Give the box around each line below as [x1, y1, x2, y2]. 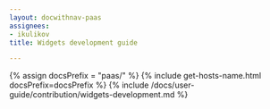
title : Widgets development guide [9, 38, 139, 47]
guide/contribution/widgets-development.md [9, 89, 175, 100]
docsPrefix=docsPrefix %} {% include [9, 80, 149, 90]
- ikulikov [9, 29, 50, 38]
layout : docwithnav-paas [9, 13, 102, 22]
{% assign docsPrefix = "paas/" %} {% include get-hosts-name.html [9, 71, 262, 81]
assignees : [9, 21, 50, 30]
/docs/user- [150, 80, 195, 90]
